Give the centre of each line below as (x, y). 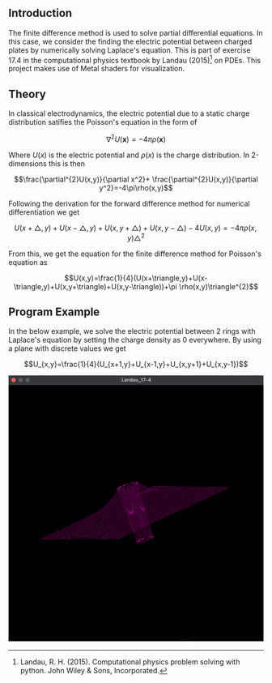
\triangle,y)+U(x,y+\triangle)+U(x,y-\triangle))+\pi (96, 286)
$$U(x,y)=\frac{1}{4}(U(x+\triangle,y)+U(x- (136, 278)
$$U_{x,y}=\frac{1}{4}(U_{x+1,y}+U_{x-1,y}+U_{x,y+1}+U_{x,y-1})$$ (136, 365)
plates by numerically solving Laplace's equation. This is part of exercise (130, 50)
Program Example (54, 312)
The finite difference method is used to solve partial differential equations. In (136, 32)
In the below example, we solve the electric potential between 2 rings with (132, 331)
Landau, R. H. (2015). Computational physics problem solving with (130, 662)
